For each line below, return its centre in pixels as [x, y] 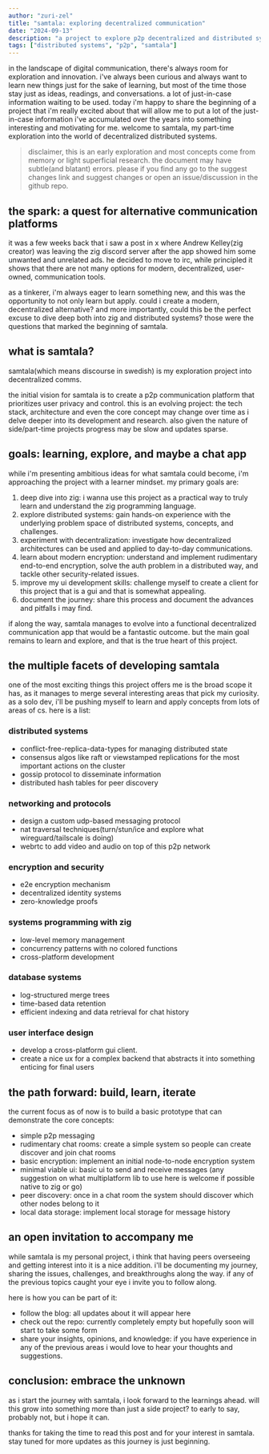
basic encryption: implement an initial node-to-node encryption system [137, 1161]
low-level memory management [72, 940]
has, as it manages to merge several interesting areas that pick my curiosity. [134, 693]
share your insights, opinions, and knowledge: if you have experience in [138, 1339]
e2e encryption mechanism [65, 885]
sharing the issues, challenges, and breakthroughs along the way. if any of [131, 1273]
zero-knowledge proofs [59, 902]
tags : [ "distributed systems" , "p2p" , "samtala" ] [93, 46]
